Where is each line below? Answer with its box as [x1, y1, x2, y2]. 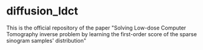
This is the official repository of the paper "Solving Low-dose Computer [6, 24, 187, 31]
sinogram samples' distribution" [6, 37, 87, 44]
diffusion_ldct [6, 4, 78, 18]
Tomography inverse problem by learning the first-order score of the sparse [6, 30, 197, 37]
